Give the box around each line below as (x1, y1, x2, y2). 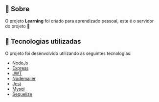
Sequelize (12, 91, 33, 97)
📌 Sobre (5, 5, 30, 13)
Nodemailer (12, 76, 36, 81)
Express (12, 65, 29, 71)
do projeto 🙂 (5, 23, 30, 29)
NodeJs (12, 60, 28, 66)
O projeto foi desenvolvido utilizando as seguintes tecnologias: (5, 50, 132, 56)
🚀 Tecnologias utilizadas (5, 37, 81, 46)
